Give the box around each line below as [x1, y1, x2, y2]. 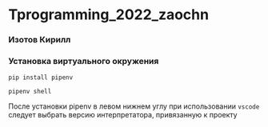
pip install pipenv [8, 73, 74, 81]
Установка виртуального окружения [8, 56, 159, 67]
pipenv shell [8, 88, 52, 96]
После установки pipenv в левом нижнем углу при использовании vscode [8, 101, 260, 111]
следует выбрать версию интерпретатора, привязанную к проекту [8, 110, 238, 120]
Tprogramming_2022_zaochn [8, 6, 210, 24]
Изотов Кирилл [8, 34, 71, 46]
